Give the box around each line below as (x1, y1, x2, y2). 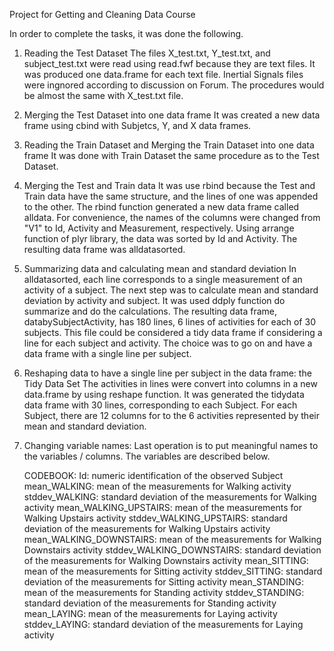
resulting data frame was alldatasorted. (23, 244, 186, 255)
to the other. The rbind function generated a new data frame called (23, 201, 300, 213)
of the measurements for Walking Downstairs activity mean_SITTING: (23, 555, 309, 566)
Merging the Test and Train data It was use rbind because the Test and (23, 180, 316, 191)
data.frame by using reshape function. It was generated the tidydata (23, 389, 305, 400)
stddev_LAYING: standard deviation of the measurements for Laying (23, 619, 304, 630)
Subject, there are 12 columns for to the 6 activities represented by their (23, 410, 320, 421)
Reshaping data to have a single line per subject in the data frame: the (23, 367, 312, 379)
